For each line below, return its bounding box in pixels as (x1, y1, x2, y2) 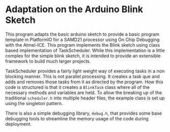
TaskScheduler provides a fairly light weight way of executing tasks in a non (5, 68, 165, 74)
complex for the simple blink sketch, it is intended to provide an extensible (5, 52, 161, 59)
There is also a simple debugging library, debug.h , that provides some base (5, 110, 162, 116)
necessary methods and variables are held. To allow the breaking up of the (5, 89, 162, 95)
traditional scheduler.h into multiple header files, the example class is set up (5, 95, 165, 101)
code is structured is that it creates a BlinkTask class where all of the (5, 84, 150, 90)
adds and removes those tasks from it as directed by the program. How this (5, 79, 164, 85)
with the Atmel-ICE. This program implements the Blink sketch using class (5, 42, 160, 48)
